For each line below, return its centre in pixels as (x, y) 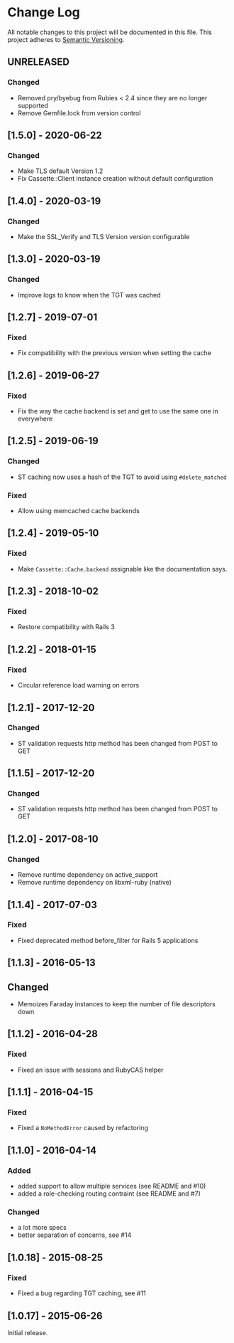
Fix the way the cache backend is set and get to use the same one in (118, 411)
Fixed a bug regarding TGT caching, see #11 (82, 1293)
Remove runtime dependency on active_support (88, 875)
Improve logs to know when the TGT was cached (89, 295)
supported (33, 105)
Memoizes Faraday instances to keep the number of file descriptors (117, 1004)
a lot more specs (42, 1228)
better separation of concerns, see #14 (74, 1235)
